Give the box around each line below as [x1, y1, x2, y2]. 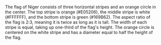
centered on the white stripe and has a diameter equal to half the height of [5, 30, 153, 35]
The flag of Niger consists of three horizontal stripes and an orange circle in [5, 4, 156, 10]
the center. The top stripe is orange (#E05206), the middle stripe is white [5, 9, 150, 15]
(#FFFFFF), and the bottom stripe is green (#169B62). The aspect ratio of [5, 14, 151, 20]
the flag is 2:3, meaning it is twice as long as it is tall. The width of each [5, 19, 147, 25]
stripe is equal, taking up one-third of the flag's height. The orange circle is [5, 24, 155, 30]
